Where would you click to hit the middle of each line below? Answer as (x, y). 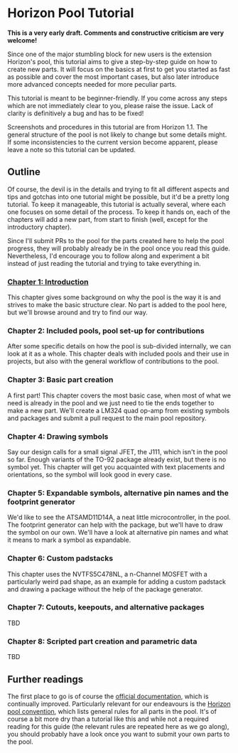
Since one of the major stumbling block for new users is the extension (109, 54)
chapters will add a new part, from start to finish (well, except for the (108, 219)
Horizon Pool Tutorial (71, 13)
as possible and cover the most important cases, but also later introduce (113, 77)
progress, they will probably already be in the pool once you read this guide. (119, 248)
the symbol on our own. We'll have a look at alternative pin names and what (118, 533)
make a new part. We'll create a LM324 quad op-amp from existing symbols (118, 410)
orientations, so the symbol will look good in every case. (90, 474)
